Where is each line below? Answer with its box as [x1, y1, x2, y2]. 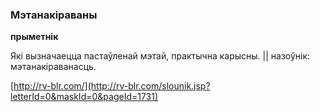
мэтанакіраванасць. [10, 61, 97, 73]
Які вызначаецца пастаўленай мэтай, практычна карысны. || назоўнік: [10, 50, 311, 62]
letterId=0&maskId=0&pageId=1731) [10, 91, 159, 103]
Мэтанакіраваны [10, 8, 98, 22]
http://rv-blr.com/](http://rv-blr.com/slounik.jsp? [13, 80, 211, 92]
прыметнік [10, 31, 59, 43]
